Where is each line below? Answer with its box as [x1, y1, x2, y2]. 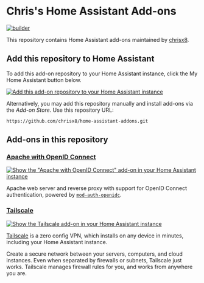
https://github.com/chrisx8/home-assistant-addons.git [6, 118, 149, 124]
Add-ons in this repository [6, 135, 108, 145]
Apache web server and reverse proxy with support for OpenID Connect [6, 185, 188, 192]
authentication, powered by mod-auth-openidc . [6, 191, 122, 199]
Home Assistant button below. [6, 76, 82, 83]
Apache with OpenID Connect [6, 153, 96, 162]
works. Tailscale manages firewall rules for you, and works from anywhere [6, 263, 193, 270]
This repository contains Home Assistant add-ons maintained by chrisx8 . [6, 36, 189, 43]
